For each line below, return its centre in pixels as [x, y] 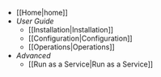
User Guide [35, 21]
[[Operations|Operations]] [71, 47]
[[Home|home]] [42, 13]
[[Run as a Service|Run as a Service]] [91, 64]
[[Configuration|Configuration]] [80, 38]
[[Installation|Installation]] [71, 30]
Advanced [33, 56]
